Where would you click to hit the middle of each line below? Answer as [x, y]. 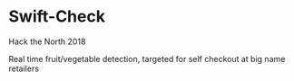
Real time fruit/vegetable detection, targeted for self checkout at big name [147, 58]
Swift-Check [57, 17]
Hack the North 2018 [47, 41]
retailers [24, 68]
